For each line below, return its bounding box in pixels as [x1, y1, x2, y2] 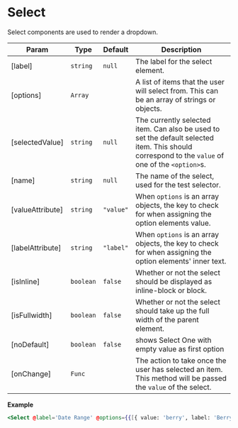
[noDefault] [11, 339, 50, 349]
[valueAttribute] [11, 204, 64, 214]
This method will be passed [135, 373, 227, 383]
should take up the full [135, 306, 210, 316]
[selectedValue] [11, 137, 64, 147]
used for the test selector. [135, 180, 221, 190]
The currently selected [135, 115, 211, 125]
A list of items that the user [135, 77, 225, 87]
